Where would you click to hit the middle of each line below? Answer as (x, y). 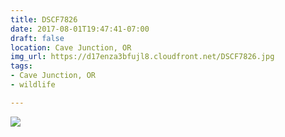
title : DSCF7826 (44, 19)
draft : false (37, 38)
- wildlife (33, 85)
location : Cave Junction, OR (71, 47)
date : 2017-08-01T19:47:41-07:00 (80, 29)
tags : (21, 66)
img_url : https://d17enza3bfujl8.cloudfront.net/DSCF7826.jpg (142, 57)
